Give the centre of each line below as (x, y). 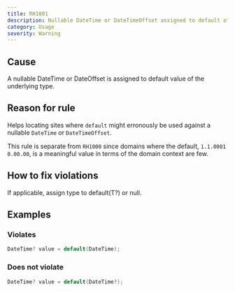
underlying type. (31, 86)
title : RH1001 (28, 14)
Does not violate (36, 267)
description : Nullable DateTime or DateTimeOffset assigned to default (114, 20)
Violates (22, 234)
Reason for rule (41, 108)
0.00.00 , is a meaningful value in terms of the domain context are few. (108, 153)
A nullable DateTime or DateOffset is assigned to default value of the (106, 79)
